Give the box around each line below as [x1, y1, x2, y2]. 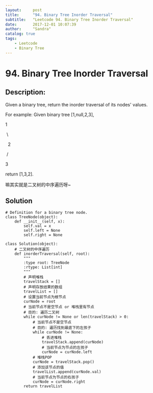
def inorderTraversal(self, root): [14, 251, 90, 256]
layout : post [5, 7, 42, 13]
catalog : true [5, 31, 36, 36]
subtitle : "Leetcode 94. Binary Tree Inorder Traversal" [5, 17, 134, 22]
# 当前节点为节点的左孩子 [41, 345, 88, 351]
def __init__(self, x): [14, 219, 65, 224]
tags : [5, 36, 17, 41]
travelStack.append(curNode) [41, 340, 104, 345]
